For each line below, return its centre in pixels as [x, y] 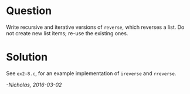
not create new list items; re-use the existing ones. [67, 33]
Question [29, 11]
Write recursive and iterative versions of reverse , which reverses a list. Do [95, 27]
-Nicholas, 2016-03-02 [34, 85]
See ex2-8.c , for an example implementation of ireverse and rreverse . [91, 73]
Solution [27, 57]
